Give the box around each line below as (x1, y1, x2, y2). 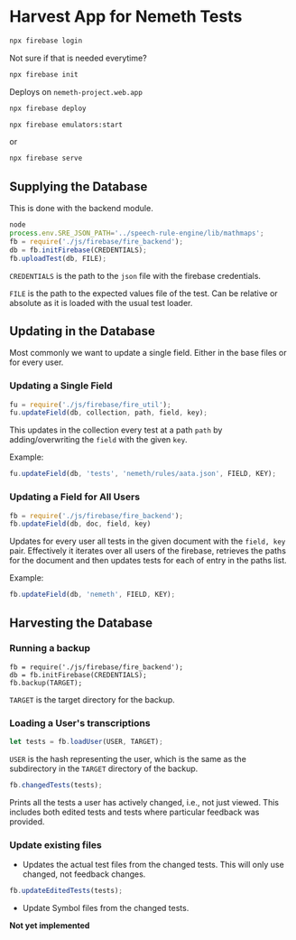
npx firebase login (9, 36, 83, 45)
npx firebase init (9, 70, 79, 79)
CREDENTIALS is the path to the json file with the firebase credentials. (9, 270, 262, 281)
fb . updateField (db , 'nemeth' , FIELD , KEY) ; (9, 590, 176, 600)
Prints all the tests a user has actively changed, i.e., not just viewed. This (9, 796, 280, 807)
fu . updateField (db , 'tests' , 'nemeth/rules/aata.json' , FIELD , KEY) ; (9, 470, 277, 479)
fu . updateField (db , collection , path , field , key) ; (9, 408, 208, 417)
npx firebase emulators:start (9, 120, 124, 129)
